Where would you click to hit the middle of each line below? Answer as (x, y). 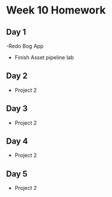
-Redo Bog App (25, 46)
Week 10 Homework (56, 10)
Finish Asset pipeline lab (44, 57)
